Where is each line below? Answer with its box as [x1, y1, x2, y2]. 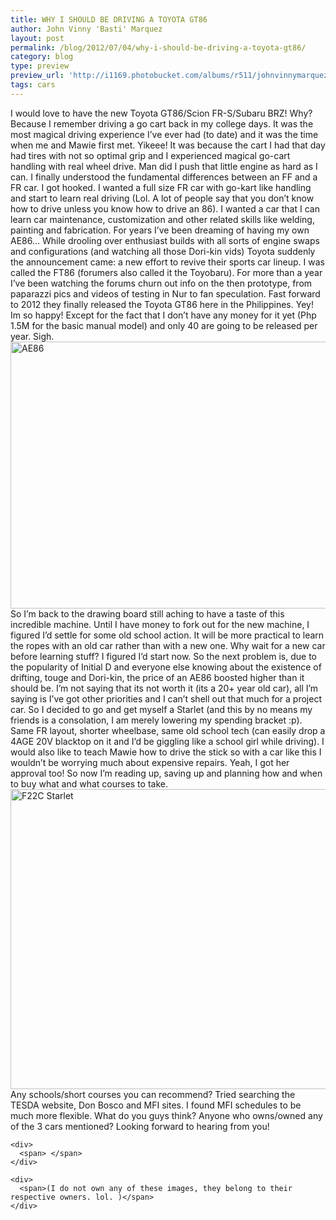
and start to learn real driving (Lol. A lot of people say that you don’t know [10, 192, 315, 204]
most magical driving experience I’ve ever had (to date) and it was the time [10, 128, 319, 140]
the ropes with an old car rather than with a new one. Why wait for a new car [10, 639, 326, 651]
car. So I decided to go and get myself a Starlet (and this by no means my [10, 703, 313, 715]
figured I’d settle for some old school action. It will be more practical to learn [10, 629, 325, 641]
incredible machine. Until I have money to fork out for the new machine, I [10, 618, 310, 630]
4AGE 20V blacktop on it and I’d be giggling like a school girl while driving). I [10, 735, 325, 747]
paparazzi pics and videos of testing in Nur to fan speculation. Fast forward [10, 287, 321, 300]
